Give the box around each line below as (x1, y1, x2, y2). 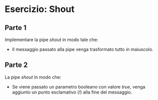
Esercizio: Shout (5, 3, 75, 15)
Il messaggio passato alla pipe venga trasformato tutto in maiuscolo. (12, 46, 154, 52)
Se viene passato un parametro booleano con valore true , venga (12, 83, 145, 89)
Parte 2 (5, 61, 28, 69)
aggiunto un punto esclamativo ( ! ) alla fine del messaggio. (12, 89, 132, 95)
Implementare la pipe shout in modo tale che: (5, 36, 99, 42)
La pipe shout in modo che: (5, 74, 61, 80)
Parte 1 (5, 23, 27, 32)
